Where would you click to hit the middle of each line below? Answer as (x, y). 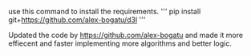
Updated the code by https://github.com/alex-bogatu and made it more (125, 35)
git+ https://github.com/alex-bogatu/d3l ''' (77, 20)
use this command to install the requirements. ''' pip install (105, 11)
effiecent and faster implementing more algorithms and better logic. (120, 43)
